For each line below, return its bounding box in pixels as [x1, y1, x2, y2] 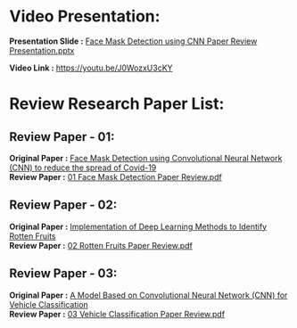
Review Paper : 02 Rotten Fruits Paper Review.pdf [9, 240, 194, 250]
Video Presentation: [9, 6, 161, 27]
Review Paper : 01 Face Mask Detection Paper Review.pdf [9, 171, 223, 182]
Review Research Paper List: [9, 94, 225, 114]
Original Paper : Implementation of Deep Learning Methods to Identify [9, 221, 268, 232]
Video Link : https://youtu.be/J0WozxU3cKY [9, 62, 173, 73]
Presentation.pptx [9, 45, 75, 55]
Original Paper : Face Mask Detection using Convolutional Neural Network [9, 152, 283, 163]
